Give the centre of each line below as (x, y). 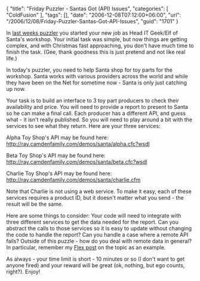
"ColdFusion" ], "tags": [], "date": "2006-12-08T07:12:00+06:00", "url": (94, 15)
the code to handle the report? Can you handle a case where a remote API (97, 235)
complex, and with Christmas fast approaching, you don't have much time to (100, 45)
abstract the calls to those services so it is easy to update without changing (99, 228)
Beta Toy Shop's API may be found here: (56, 155)
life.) (12, 58)
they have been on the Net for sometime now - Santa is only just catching (96, 83)
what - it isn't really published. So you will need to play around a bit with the (99, 120)
